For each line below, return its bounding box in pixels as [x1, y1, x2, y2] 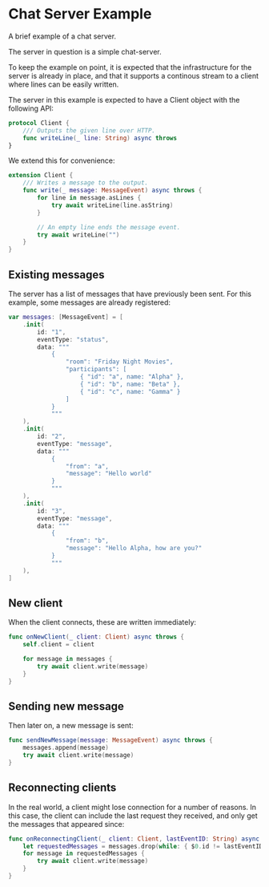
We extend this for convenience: [8, 156, 115, 165]
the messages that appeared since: [8, 819, 125, 828]
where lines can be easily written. [8, 79, 119, 89]
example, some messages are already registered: [8, 298, 171, 307]
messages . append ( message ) [22, 743, 110, 752]
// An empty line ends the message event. [37, 223, 181, 231]
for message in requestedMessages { [22, 849, 146, 858]
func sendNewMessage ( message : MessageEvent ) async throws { [8, 736, 214, 744]
